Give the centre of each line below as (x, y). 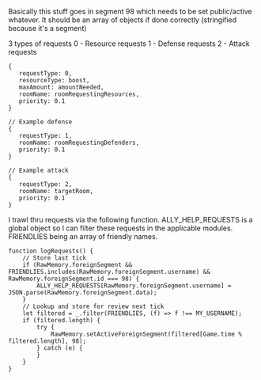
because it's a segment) (47, 28)
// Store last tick (55, 258)
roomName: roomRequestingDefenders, (79, 142)
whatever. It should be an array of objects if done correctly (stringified (123, 20)
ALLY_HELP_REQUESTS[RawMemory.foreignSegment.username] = (134, 286)
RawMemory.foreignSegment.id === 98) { (74, 279)
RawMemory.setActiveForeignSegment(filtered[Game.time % (146, 334)
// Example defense (40, 122)
